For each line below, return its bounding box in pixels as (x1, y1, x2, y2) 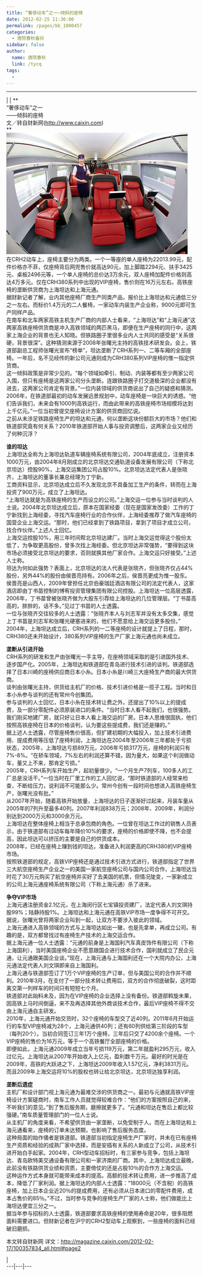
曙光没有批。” (22, 789, 54, 797)
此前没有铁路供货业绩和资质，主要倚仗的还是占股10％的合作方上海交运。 (6, 1164, 187, 1172)
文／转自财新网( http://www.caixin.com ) (6, 119, 104, 127)
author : (6, 49, 26, 55)
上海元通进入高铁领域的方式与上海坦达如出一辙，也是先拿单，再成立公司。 (6, 924, 192, 931)
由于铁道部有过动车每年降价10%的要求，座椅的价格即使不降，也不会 (16, 828, 187, 835)
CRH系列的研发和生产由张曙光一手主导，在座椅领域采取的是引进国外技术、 (6, 653, 192, 661)
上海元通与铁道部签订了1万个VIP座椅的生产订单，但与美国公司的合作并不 (6, 970, 187, 977)
